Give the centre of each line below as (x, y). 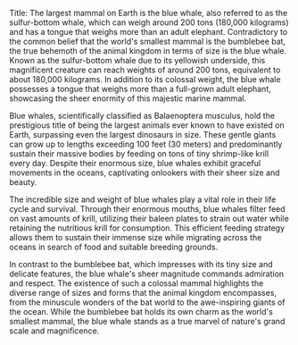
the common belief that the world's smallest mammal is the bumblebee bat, (148, 41)
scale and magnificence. (54, 331)
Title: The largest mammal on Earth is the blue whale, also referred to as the (149, 13)
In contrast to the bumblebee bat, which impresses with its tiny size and (141, 264)
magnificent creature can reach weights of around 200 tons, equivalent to (145, 70)
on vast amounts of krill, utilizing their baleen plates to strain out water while (149, 219)
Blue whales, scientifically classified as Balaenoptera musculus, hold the (142, 116)
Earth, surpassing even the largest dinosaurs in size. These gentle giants (143, 135)
